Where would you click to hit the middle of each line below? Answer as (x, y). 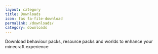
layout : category (23, 9)
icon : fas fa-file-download (34, 18)
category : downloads (26, 28)
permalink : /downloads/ (30, 23)
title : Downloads (23, 14)
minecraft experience (27, 47)
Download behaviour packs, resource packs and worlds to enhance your (79, 41)
